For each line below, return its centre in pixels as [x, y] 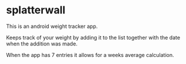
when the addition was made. [42, 44]
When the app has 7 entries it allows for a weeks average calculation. [90, 55]
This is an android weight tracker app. [52, 26]
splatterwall [36, 10]
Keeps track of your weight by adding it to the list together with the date [93, 37]
